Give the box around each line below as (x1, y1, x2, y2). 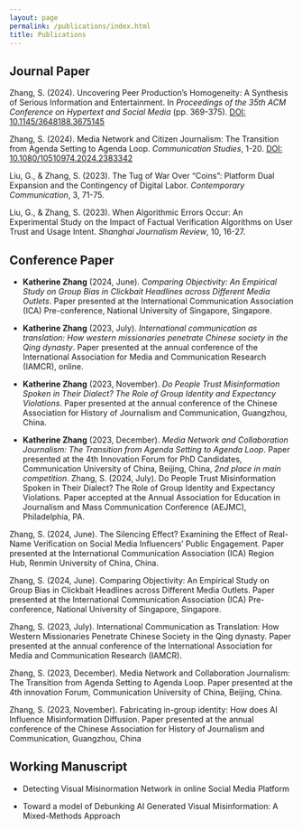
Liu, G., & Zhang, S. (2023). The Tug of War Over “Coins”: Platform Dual (9, 171, 275, 182)
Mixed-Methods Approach (22, 810, 121, 821)
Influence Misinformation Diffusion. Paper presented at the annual (9, 714, 254, 724)
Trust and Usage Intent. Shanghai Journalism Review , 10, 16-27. (9, 227, 246, 238)
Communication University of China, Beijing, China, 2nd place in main (22, 463, 281, 474)
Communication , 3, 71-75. (9, 190, 105, 201)
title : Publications (9, 30, 87, 39)
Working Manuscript (9, 760, 128, 775)
